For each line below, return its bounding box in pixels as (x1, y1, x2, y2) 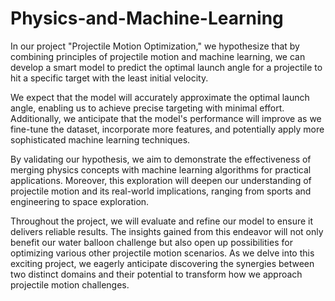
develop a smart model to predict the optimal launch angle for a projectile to (10, 61, 323, 73)
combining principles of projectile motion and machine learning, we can (10, 50, 306, 62)
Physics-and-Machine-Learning (10, 7, 284, 30)
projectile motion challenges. (10, 278, 130, 291)
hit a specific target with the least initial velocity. (10, 72, 209, 84)
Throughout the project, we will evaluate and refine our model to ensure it (10, 215, 314, 227)
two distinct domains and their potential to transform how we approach (10, 268, 303, 280)
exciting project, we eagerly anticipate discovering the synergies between (10, 257, 315, 269)
